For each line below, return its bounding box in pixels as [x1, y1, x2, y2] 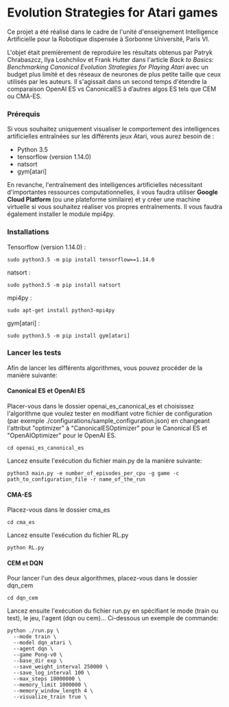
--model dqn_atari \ [13, 640, 72, 646]
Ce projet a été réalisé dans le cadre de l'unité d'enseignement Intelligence [7, 28, 219, 36]
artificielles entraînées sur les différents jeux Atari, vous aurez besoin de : [7, 132, 215, 140]
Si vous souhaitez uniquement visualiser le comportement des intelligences [7, 125, 220, 133]
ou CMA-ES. [7, 91, 43, 100]
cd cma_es [7, 519, 36, 526]
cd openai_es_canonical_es [7, 445, 84, 452]
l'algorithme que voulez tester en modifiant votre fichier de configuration [7, 409, 213, 417]
